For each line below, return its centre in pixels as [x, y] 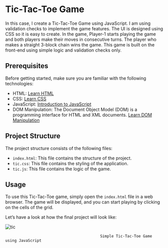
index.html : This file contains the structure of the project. [72, 158]
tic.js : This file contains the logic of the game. [62, 169]
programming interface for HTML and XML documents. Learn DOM [82, 115]
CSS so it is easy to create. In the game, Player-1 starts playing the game [81, 34]
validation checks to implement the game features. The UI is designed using [84, 28]
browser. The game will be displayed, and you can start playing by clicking [83, 202]
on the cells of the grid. [30, 208]
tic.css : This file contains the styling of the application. [70, 163]
